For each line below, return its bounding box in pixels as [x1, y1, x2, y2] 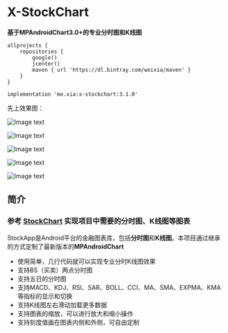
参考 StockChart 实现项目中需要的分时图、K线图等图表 [7, 217, 190, 226]
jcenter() [32, 60, 60, 67]
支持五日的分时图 [17, 274, 67, 283]
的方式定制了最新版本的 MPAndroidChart [7, 242, 124, 251]
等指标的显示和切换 [17, 292, 73, 300]
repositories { [19, 48, 64, 55]
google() [32, 54, 58, 61]
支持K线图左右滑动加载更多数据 [17, 300, 108, 309]
